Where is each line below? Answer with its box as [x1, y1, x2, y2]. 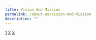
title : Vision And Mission [5, 7, 61, 12]
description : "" [5, 16, 38, 21]
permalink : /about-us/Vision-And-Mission [5, 12, 92, 17]
